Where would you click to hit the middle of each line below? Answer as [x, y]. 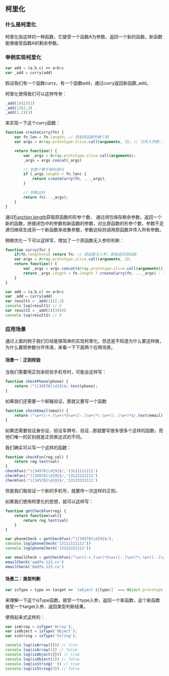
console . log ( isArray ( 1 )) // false [41, 650]
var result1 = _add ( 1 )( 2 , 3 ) [35, 301]
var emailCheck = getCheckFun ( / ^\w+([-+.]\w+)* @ [57, 557]
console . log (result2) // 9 [33, 315]
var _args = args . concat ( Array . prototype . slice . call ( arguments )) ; [94, 269]
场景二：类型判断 [23, 579]
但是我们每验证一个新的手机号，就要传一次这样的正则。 [62, 490]
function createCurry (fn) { [35, 133]
